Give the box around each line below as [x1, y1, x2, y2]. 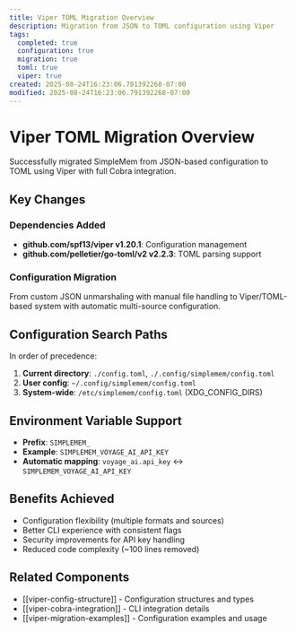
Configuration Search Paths [9, 326, 169, 342]
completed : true [17, 38, 78, 48]
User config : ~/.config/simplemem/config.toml [22, 377, 197, 388]
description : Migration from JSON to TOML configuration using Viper [9, 22, 275, 30]
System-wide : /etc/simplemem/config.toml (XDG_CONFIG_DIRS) [22, 387, 263, 398]
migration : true [17, 55, 78, 64]
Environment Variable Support [9, 413, 182, 429]
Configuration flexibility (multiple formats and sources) [22, 515, 224, 525]
